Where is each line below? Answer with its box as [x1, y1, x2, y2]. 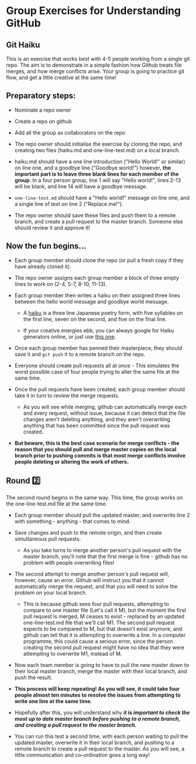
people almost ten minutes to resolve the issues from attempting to [14, 691, 181, 698]
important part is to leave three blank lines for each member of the [14, 170, 179, 177]
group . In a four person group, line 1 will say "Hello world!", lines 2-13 [14, 177, 181, 184]
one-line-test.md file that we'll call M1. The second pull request [23, 619, 175, 627]
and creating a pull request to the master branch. [14, 721, 137, 729]
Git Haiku [6, 40, 40, 50]
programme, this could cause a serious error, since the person [23, 638, 173, 645]
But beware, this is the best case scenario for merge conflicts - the [14, 439, 180, 446]
